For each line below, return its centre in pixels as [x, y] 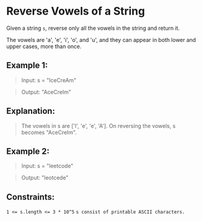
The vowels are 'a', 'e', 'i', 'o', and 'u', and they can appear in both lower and [101, 40]
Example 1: [27, 65]
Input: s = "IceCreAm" [49, 80]
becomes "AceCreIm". [49, 132]
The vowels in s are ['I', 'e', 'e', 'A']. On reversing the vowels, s [98, 125]
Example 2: [28, 151]
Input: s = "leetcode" [47, 166]
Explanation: [31, 111]
